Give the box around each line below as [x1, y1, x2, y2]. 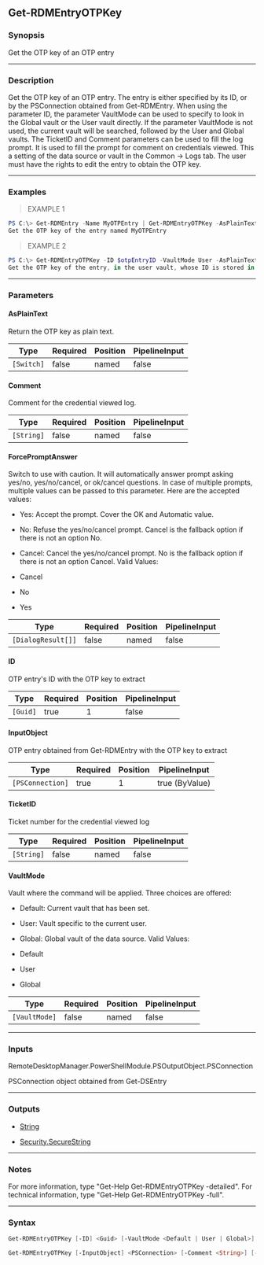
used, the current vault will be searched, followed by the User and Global [8, 126, 244, 135]
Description [8, 75, 54, 86]
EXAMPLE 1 [27, 205, 65, 214]
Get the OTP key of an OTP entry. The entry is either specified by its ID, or [8, 92, 247, 101]
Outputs [8, 1104, 41, 1115]
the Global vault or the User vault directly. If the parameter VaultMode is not [8, 117, 254, 127]
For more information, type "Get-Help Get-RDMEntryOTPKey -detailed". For [8, 1182, 253, 1191]
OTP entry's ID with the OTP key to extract [8, 674, 145, 684]
